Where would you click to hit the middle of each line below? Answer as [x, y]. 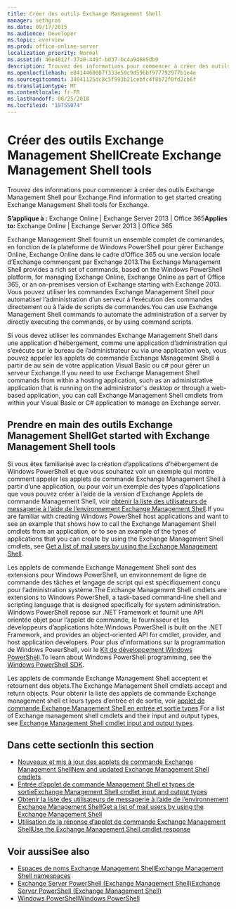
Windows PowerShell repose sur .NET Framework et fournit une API [105, 612]
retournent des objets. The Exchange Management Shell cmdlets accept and [117, 685]
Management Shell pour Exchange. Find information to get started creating [115, 197]
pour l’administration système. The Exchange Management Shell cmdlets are [117, 589]
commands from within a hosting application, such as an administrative [110, 380]
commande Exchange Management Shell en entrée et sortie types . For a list [116, 708]
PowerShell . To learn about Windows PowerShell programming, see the [110, 657]
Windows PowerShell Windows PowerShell [79, 898]
